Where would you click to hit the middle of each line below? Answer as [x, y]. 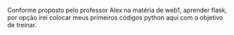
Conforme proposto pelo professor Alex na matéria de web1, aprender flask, [117, 10]
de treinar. [22, 25]
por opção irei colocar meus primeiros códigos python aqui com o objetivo [115, 17]
